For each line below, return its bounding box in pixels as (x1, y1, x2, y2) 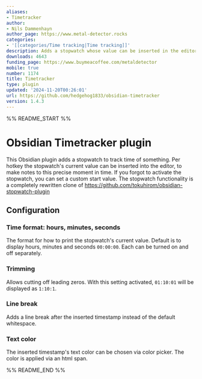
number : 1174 (6, 70, 39, 76)
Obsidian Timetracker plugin (6, 136, 152, 149)
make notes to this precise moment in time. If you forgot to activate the (6, 168, 182, 176)
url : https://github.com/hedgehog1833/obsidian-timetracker (6, 93, 161, 99)
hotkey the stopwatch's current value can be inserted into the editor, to (6, 162, 182, 169)
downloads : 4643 (6, 54, 47, 60)
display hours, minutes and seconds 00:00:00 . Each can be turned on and (6, 243, 189, 250)
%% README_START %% (6, 115, 71, 122)
